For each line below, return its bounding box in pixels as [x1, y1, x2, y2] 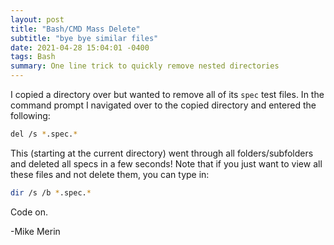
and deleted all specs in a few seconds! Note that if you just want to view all [10, 157, 323, 170]
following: [10, 110, 51, 121]
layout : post [10, 14, 65, 25]
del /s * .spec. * [10, 129, 78, 139]
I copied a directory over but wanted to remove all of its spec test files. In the [10, 89, 325, 100]
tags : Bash [10, 52, 56, 62]
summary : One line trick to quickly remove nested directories [10, 61, 280, 71]
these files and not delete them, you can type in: [10, 168, 210, 180]
